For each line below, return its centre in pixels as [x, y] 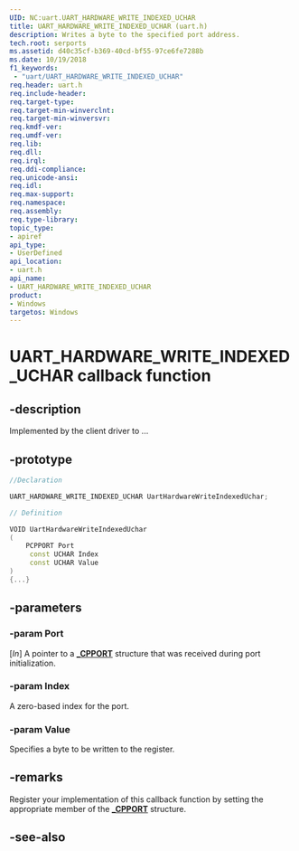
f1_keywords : [34, 69]
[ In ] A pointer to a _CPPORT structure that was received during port [135, 653]
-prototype [41, 459]
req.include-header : [48, 93]
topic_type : [32, 228]
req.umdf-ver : [36, 136]
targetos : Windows [44, 312]
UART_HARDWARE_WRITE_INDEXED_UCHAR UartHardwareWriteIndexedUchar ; [139, 496]
